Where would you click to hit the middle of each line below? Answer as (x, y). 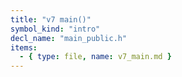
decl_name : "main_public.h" (69, 38)
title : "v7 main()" (51, 19)
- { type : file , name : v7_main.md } (95, 57)
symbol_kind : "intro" (55, 29)
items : (24, 47)
